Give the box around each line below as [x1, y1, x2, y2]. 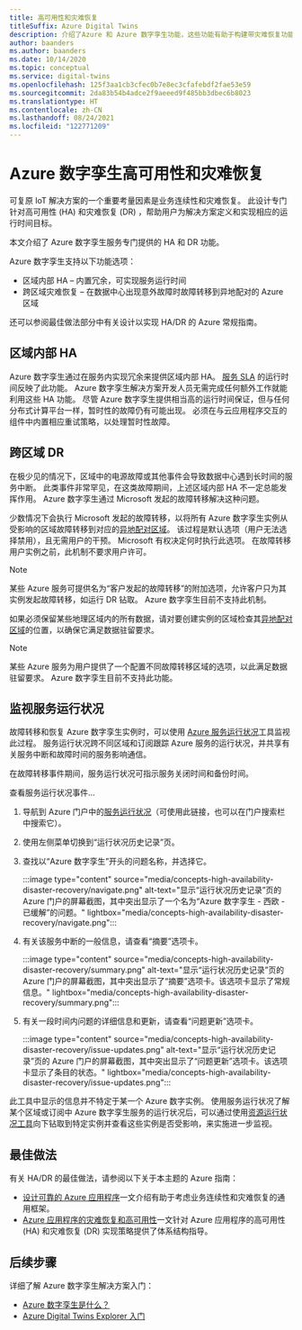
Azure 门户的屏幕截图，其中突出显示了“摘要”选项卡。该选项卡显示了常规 [22, 976, 290, 987]
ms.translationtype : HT [9, 96, 99, 106]
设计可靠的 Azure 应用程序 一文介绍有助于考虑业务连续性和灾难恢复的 [22, 1192, 278, 1203]
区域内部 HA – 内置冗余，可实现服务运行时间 [22, 275, 187, 285]
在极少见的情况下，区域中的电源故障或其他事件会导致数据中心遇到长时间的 [9, 470, 285, 482]
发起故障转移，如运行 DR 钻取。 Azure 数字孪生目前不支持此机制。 [24, 593, 271, 604]
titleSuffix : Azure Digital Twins [9, 22, 139, 31]
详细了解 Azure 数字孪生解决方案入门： [9, 1280, 155, 1290]
